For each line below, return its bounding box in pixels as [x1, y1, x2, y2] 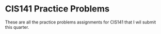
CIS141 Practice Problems [5, 3, 110, 14]
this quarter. [5, 24, 29, 30]
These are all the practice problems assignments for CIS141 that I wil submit [5, 19, 156, 25]
